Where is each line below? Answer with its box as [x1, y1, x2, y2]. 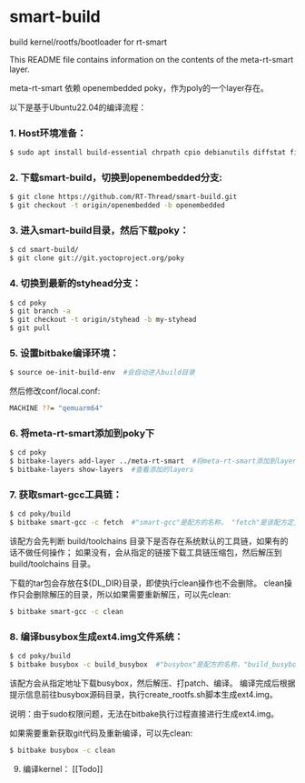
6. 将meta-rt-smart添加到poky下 [9, 427, 155, 439]
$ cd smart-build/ [9, 246, 79, 255]
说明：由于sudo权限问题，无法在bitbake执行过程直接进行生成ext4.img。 [9, 708, 280, 719]
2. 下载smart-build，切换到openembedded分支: [9, 171, 222, 184]
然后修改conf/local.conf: [9, 386, 101, 397]
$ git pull [9, 324, 51, 333]
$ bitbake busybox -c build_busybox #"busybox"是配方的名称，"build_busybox [9, 660, 301, 669]
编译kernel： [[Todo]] [22, 763, 103, 774]
